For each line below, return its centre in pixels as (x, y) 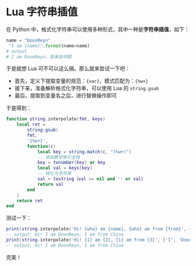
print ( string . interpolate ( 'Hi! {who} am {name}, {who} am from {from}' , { (99, 229)
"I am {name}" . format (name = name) (49, 46)
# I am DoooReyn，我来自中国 (39, 57)
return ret (30, 201)
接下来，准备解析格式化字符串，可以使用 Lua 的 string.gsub (87, 88)
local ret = (31, 125)
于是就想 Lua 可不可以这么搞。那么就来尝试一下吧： (68, 68)
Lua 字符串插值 (42, 12)
